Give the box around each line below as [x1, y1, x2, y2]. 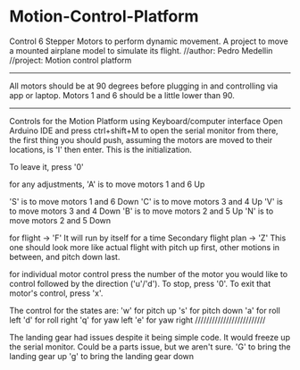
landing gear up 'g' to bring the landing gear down [9, 350, 195, 361]
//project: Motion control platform [9, 55, 132, 65]
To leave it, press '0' [9, 161, 84, 172]
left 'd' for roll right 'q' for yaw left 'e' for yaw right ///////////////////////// [9, 315, 266, 325]
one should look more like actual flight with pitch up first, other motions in [9, 241, 279, 252]
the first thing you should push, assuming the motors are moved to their [9, 134, 273, 145]
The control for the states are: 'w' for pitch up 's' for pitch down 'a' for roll [9, 305, 281, 315]
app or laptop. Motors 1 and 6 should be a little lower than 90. [9, 89, 235, 100]
